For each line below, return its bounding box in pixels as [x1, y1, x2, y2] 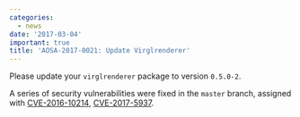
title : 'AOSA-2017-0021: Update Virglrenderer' [9, 46, 191, 55]
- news [17, 21, 42, 30]
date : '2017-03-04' [9, 29, 83, 38]
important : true [9, 38, 70, 47]
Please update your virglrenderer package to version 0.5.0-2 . [9, 71, 242, 81]
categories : [9, 13, 54, 22]
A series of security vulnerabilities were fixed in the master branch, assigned [9, 88, 292, 99]
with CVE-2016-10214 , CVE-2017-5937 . [9, 97, 154, 108]
